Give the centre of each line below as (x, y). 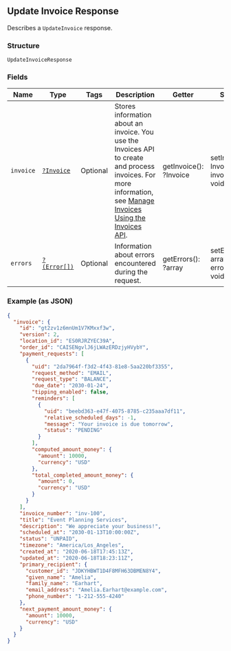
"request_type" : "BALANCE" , (72, 379)
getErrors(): (181, 259)
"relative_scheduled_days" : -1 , (90, 418)
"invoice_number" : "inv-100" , (63, 513)
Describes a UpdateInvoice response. (60, 27)
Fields (18, 77)
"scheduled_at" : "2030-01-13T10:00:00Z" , (79, 533)
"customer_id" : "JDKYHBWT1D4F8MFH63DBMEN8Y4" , (93, 571)
